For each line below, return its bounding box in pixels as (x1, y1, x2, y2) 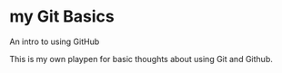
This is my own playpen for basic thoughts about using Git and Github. (9, 53, 273, 64)
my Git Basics (9, 6, 116, 27)
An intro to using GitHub (9, 36, 100, 47)
